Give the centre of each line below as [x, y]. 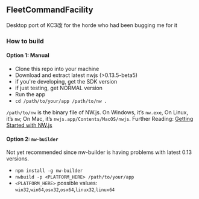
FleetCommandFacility [50, 10]
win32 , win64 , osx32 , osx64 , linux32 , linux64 [65, 189]
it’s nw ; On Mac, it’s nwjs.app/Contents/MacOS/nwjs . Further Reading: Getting [100, 118]
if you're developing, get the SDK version [66, 81]
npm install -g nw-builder [49, 171]
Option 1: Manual [28, 55]
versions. [17, 159]
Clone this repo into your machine [57, 69]
